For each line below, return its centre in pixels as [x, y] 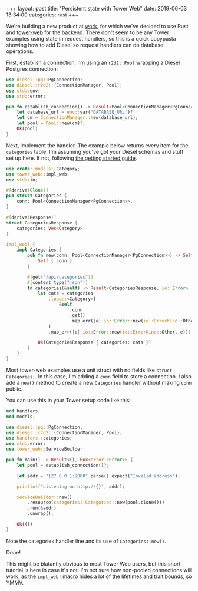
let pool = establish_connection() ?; [63, 465]
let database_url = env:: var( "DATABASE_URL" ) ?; [76, 112]
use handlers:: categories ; [39, 438]
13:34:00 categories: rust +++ [42, 15]
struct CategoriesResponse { [42, 223]
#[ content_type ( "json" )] [58, 282]
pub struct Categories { [37, 196]
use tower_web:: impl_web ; [38, 174]
